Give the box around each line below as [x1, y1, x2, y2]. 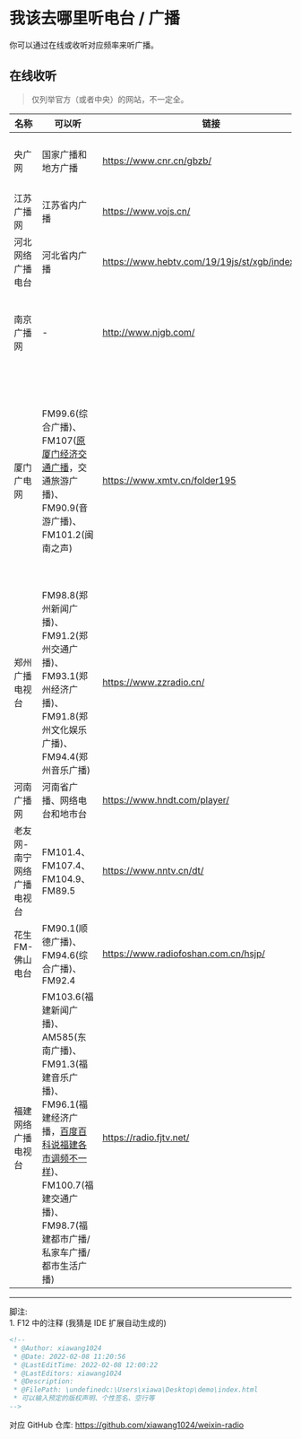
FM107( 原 [41, 434, 86, 447]
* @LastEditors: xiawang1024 [13, 1369, 123, 1378]
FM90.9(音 [41, 501, 88, 514]
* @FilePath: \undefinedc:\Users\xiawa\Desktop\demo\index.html [13, 1385, 258, 1395]
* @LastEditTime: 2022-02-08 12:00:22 [13, 1360, 159, 1369]
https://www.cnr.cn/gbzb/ [102, 154, 212, 167]
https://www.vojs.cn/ [102, 205, 191, 217]
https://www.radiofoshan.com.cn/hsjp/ [102, 947, 266, 960]
